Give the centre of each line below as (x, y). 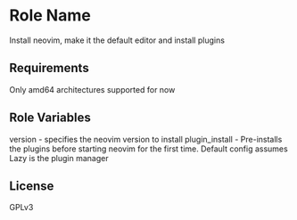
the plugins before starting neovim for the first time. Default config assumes (148, 149)
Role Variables (50, 118)
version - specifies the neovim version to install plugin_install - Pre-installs (146, 139)
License (32, 186)
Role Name (50, 16)
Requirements (49, 68)
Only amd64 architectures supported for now (92, 89)
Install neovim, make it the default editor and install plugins (117, 40)
